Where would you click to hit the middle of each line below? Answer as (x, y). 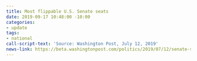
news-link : (19, 49)
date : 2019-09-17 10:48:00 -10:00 (48, 17)
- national (19, 38)
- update (17, 28)
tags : (13, 33)
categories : (21, 22)
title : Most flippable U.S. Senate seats (57, 11)
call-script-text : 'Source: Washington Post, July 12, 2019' (82, 44)
